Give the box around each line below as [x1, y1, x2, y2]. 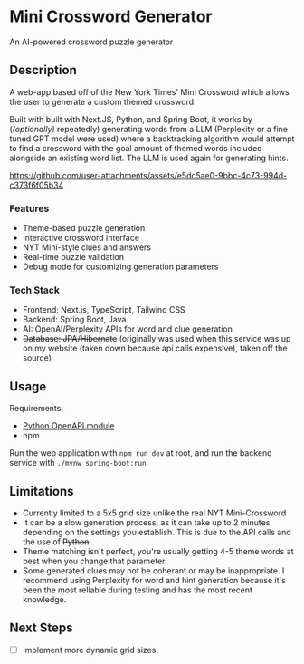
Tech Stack [9, 284, 61, 296]
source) [22, 352, 52, 363]
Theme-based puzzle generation [22, 223, 146, 234]
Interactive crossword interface [22, 233, 140, 244]
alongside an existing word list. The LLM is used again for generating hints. [9, 152, 289, 163]
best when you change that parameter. [22, 555, 167, 566]
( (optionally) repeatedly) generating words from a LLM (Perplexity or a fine [9, 123, 288, 134]
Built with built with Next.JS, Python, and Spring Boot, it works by [9, 113, 253, 124]
